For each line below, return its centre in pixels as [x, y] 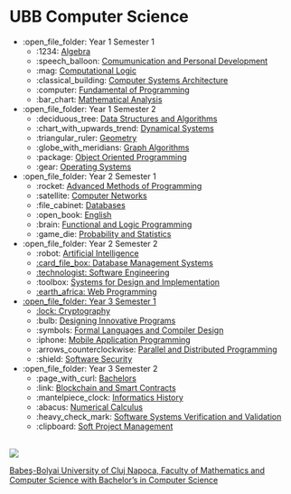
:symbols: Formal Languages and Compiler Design [130, 330]
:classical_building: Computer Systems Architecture [132, 80]
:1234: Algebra [63, 51]
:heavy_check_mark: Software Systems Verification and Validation [159, 416]
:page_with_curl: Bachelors [86, 378]
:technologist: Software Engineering [103, 272]
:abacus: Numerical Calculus [89, 407]
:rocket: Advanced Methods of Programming [119, 185]
